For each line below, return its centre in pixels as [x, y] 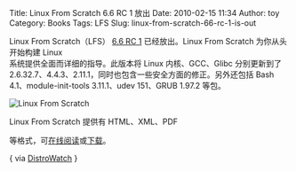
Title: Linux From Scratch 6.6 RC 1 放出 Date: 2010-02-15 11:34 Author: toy [144, 13]
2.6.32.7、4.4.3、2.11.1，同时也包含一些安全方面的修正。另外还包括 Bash [142, 74]
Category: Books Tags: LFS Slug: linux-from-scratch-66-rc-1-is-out [133, 23]
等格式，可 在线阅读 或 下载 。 [60, 141]
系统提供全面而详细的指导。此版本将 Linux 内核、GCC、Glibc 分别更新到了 [146, 63]
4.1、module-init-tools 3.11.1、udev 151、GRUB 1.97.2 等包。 [118, 86]
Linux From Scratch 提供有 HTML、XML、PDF [94, 121]
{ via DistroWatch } [44, 158]
